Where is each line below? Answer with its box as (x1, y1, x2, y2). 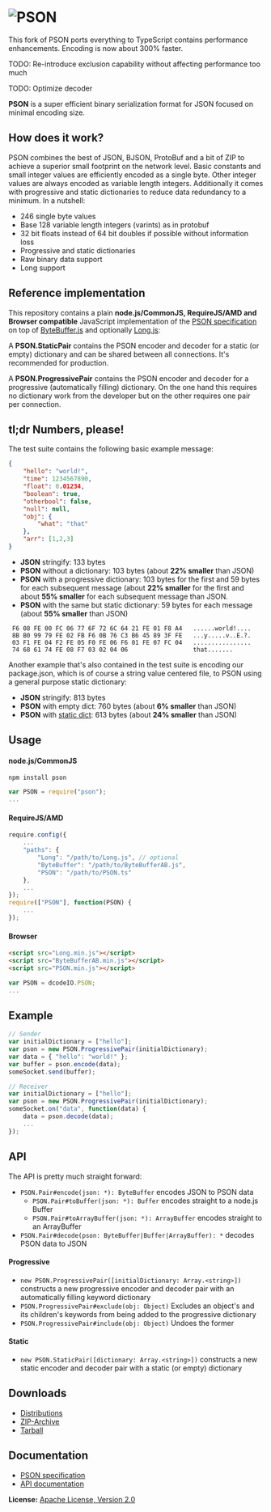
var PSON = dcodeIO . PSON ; (8, 979, 95, 987)
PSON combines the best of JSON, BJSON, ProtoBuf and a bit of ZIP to (8, 152, 245, 162)
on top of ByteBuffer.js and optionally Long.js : (8, 324, 161, 335)
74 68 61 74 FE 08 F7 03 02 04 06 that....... (11, 646, 233, 654)
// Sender (8, 1030, 42, 1039)
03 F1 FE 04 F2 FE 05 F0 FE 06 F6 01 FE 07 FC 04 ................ (11, 638, 252, 646)
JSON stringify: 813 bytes (19, 692, 106, 702)
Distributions (19, 1408, 63, 1417)
